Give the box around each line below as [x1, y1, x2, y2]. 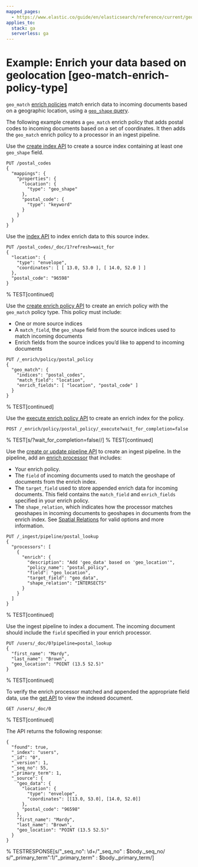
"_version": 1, [11, 760, 49, 766]
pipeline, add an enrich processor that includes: [6, 454, 122, 461]
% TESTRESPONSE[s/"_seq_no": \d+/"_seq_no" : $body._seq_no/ [6, 848, 166, 855]
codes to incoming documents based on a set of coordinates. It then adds [6, 125, 186, 132]
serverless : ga [11, 31, 49, 37]
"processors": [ [11, 544, 51, 550]
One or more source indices [14, 320, 82, 327]
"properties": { [16, 176, 57, 182]
